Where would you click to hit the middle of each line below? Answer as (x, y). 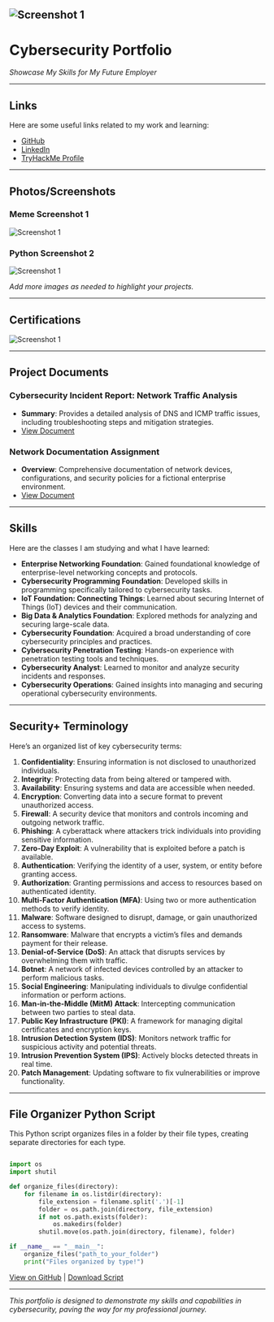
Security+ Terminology (69, 727)
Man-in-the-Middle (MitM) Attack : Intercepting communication (128, 1003)
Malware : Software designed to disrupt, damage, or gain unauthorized (139, 917)
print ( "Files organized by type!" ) (84, 1261)
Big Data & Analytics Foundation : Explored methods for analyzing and (139, 615)
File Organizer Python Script (82, 1114)
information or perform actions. (74, 995)
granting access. (49, 873)
